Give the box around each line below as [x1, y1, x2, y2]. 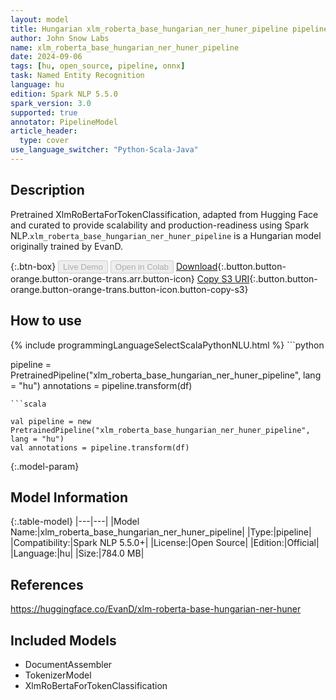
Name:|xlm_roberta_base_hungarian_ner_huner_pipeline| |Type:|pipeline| [10, 526, 312, 538]
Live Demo [63, 261, 103, 272]
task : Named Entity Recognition [10, 71, 145, 81]
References [10, 576, 84, 593]
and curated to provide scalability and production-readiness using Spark [10, 219, 310, 231]
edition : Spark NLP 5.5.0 [10, 89, 118, 99]
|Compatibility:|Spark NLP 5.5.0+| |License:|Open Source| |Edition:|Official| [10, 537, 320, 549]
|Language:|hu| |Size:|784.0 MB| [10, 547, 145, 560]
